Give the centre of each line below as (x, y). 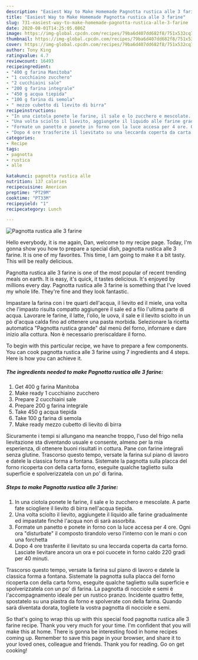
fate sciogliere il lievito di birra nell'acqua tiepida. (74, 508)
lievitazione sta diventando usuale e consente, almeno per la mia (85, 442)
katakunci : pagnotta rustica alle (49, 176)
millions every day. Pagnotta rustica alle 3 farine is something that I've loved (98, 285)
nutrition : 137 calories (37, 182)
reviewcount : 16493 (30, 61)
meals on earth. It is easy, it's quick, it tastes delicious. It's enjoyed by (91, 279)
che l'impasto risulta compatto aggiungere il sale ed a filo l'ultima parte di (95, 309)
